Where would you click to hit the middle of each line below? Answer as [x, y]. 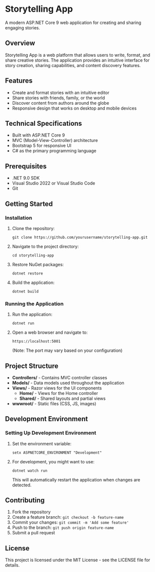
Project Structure [32, 366]
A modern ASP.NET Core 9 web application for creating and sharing [73, 23]
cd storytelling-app [33, 255]
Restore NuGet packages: [38, 264]
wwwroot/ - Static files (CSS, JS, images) [54, 403]
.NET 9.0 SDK [26, 178]
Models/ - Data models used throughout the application [68, 383]
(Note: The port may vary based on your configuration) [67, 350]
